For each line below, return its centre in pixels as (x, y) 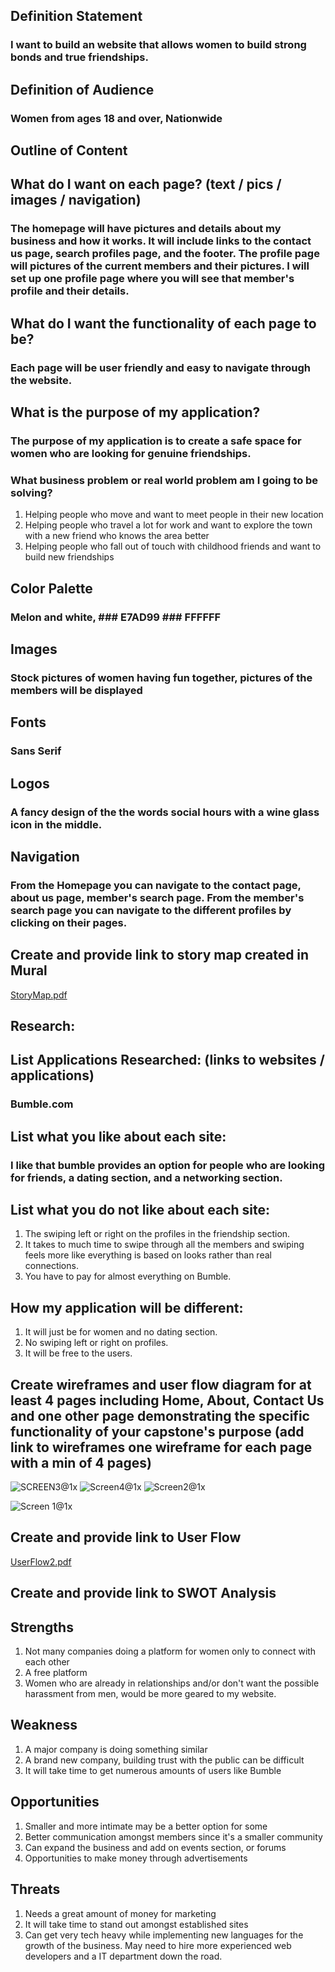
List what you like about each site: (118, 1136)
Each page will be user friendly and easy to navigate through (160, 367)
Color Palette (51, 588)
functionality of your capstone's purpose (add (157, 1431)
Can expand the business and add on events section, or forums (155, 1847)
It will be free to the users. (78, 1353)
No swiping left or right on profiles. (96, 1343)
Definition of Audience (82, 89)
